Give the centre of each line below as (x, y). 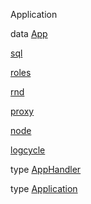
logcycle (28, 150)
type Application (44, 188)
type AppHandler (46, 169)
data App (29, 33)
